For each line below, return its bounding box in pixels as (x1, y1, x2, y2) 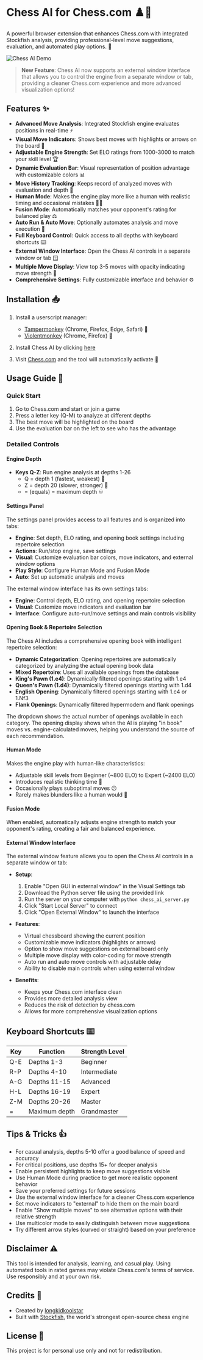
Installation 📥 (6, 294, 60, 305)
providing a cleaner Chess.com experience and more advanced (21, 79, 181, 87)
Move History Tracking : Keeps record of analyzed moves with (15, 179, 173, 187)
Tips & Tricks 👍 (6, 1129, 67, 1139)
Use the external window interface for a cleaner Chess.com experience (15, 1193, 194, 1201)
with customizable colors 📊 (15, 171, 85, 178)
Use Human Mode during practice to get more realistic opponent (15, 1174, 178, 1182)
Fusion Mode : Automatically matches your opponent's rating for (15, 206, 177, 213)
